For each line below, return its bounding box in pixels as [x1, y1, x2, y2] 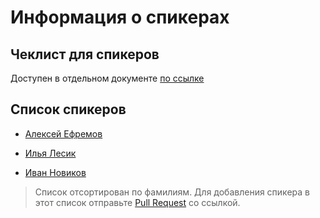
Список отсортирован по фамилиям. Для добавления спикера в [34, 186, 310, 198]
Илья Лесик [24, 147, 77, 159]
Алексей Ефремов [24, 127, 103, 140]
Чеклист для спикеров [10, 46, 160, 63]
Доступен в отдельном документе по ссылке [10, 72, 205, 84]
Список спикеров [10, 101, 127, 118]
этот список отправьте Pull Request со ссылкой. [34, 196, 241, 208]
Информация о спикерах [10, 6, 230, 29]
